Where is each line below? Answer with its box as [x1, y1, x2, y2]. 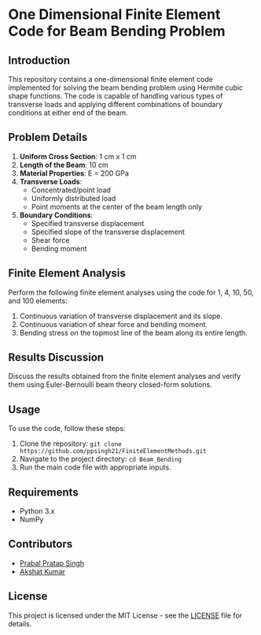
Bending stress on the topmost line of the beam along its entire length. [19, 328, 248, 337]
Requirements [8, 485, 79, 499]
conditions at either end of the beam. [8, 108, 128, 117]
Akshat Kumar [19, 566, 65, 576]
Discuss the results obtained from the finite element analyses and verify [8, 372, 241, 381]
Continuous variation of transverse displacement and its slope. [19, 311, 222, 321]
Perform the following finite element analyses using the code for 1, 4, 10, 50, [8, 288, 254, 297]
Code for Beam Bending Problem [8, 22, 226, 40]
